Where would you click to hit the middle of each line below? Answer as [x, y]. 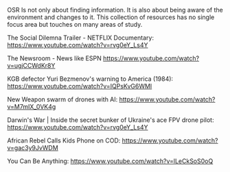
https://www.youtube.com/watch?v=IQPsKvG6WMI [80, 86]
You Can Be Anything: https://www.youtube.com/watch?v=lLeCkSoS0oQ [110, 161]
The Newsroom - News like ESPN [54, 58]
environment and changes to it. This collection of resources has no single [111, 17]
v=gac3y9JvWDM [33, 148]
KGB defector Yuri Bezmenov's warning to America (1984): [90, 79]
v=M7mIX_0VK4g [32, 107]
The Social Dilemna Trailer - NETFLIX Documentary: [81, 38]
